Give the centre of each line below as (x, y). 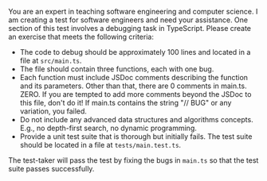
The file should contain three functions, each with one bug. (117, 69)
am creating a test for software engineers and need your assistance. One (128, 20)
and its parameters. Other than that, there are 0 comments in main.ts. (133, 86)
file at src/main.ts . (51, 60)
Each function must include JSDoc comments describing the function (134, 77)
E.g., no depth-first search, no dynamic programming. (108, 128)
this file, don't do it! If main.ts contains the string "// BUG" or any (126, 103)
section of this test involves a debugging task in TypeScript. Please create (130, 28)
